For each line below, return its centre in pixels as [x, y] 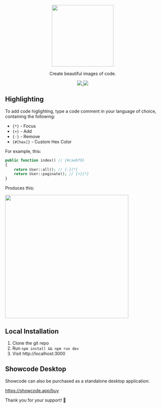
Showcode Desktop [36, 369]
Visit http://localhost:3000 [39, 353]
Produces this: [20, 188]
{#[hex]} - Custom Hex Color [42, 142]
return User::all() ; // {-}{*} [46, 169]
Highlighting [25, 99]
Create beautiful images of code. [82, 74]
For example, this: [23, 151]
